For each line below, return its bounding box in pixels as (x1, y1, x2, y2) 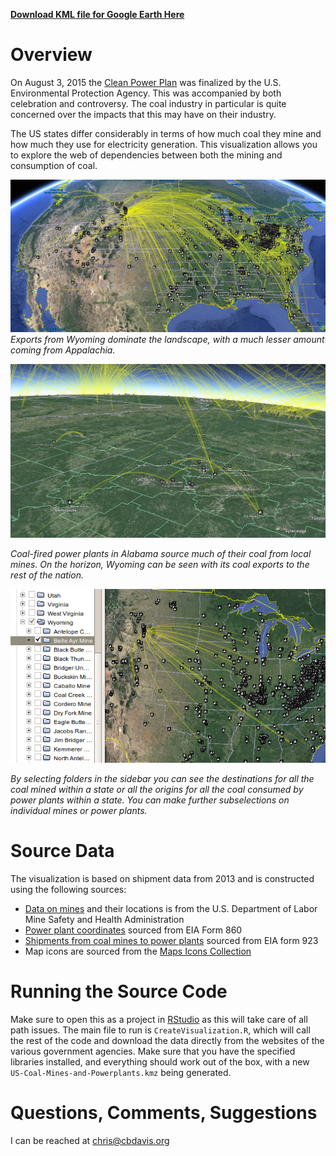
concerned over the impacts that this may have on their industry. (10, 108, 277, 120)
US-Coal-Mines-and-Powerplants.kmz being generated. (10, 1066, 232, 1078)
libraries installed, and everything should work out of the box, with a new (10, 1055, 310, 1068)
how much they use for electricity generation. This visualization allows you (10, 138, 318, 150)
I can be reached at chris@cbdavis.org (10, 1134, 170, 1146)
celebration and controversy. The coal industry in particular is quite (10, 97, 287, 109)
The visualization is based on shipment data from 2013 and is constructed (10, 873, 315, 885)
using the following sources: (10, 884, 127, 896)
